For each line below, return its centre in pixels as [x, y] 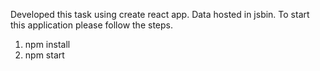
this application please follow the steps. [91, 25]
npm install [47, 44]
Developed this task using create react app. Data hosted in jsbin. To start [160, 14]
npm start [44, 55]
